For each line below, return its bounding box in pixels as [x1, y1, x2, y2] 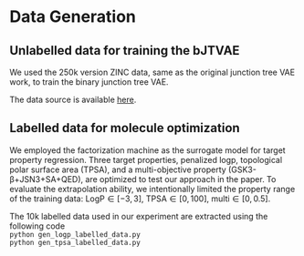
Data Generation [9, 6, 137, 27]
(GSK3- [227, 164, 257, 175]
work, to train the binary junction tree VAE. [9, 77, 169, 87]
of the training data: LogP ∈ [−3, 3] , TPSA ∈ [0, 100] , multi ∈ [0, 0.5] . [9, 193, 271, 204]
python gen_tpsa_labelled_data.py [9, 238, 142, 247]
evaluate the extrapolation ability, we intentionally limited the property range [9, 183, 296, 194]
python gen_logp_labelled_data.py [9, 230, 142, 239]
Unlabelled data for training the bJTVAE [9, 43, 240, 58]
